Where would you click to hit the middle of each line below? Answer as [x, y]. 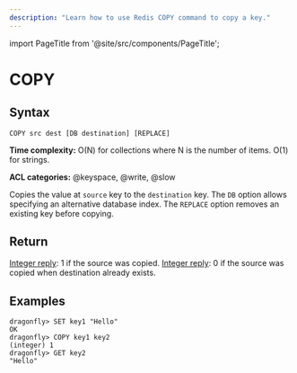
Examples [37, 301]
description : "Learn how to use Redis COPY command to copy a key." [140, 18]
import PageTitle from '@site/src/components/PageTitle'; [114, 43]
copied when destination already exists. [83, 273]
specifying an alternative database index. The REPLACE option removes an [144, 204]
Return [29, 242]
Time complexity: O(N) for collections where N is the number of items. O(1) [149, 150]
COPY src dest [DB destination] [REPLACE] [90, 133]
